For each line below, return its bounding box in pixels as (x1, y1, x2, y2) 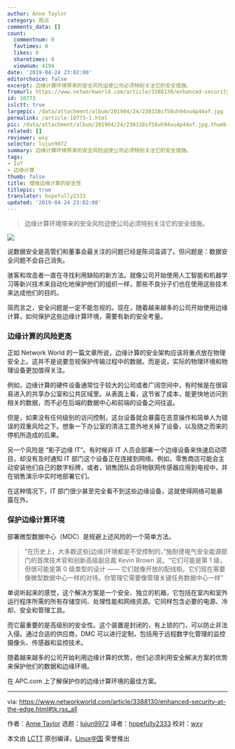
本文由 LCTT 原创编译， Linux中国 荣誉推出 (7, 734, 130, 743)
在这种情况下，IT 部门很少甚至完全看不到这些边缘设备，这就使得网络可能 (7, 487, 217, 495)
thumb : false (7, 173, 45, 180)
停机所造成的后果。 (7, 431, 63, 439)
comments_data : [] (7, 23, 61, 30)
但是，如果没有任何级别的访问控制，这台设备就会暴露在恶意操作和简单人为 (7, 413, 222, 422)
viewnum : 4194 (13, 62, 55, 69)
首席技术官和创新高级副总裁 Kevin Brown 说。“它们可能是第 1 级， (36, 556, 226, 564)
